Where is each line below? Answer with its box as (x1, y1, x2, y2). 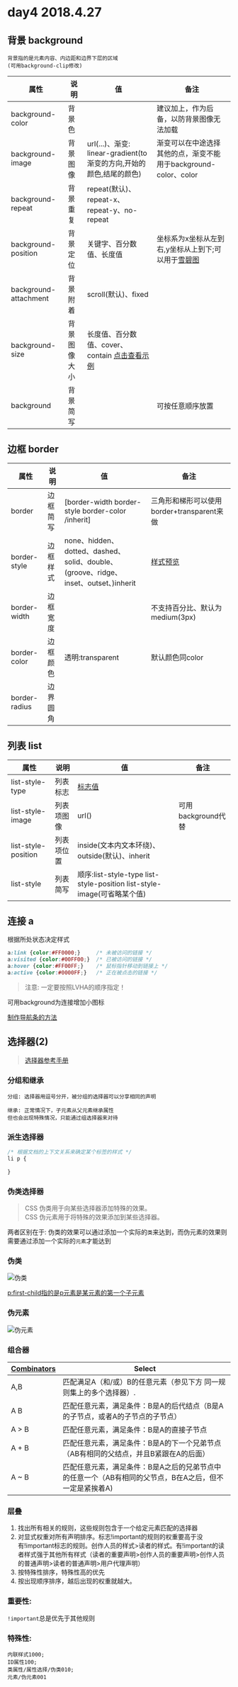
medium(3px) (151, 612, 196, 622)
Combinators (11, 1364, 56, 1374)
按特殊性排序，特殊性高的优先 (17, 1568, 105, 1576)
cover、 (101, 340, 127, 349)
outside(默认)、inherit (77, 851, 150, 861)
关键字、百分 (86, 239, 130, 249)
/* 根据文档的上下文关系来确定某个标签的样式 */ (7, 1149, 132, 1156)
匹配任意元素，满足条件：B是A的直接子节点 (62, 1425, 208, 1435)
